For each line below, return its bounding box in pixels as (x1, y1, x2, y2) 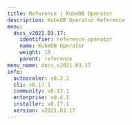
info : (7, 68, 23, 75)
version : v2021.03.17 (13, 107, 76, 114)
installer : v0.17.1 (13, 101, 70, 108)
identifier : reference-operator (19, 36, 113, 43)
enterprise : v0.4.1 (13, 94, 70, 101)
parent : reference (19, 56, 73, 62)
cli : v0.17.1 (13, 81, 51, 88)
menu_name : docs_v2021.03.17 (7, 62, 91, 69)
